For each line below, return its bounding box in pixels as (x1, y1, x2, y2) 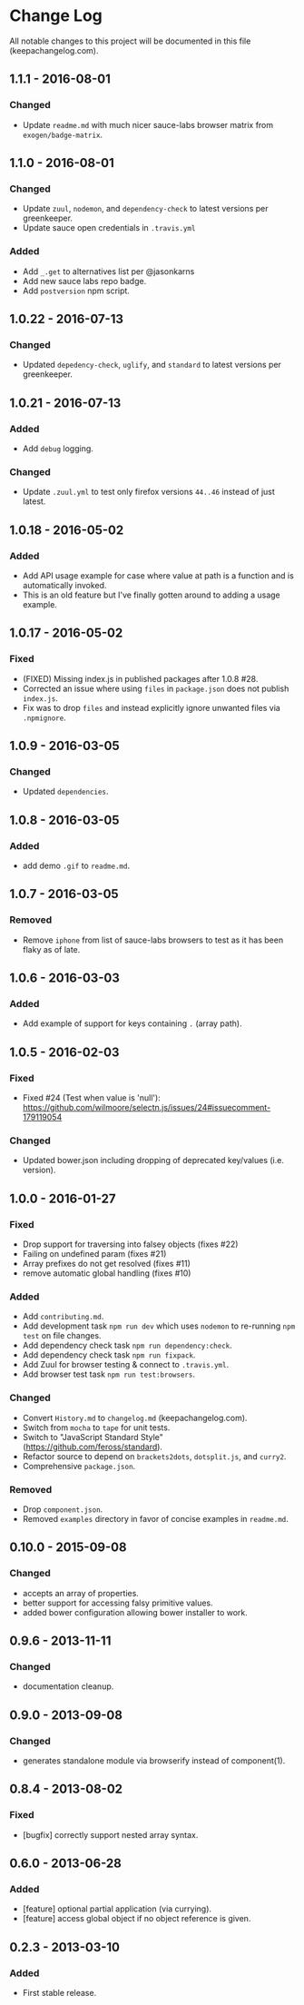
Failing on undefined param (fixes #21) (22, 1249, 167, 1259)
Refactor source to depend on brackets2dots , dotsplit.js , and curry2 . (22, 1450, 287, 1462)
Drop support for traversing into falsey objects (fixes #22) (22, 1239, 239, 1249)
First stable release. (22, 1988, 97, 1999)
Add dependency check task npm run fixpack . (22, 1349, 196, 1360)
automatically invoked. (22, 579, 107, 590)
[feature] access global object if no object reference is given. (22, 1913, 251, 1924)
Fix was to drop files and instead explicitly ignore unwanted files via (22, 702, 281, 713)
